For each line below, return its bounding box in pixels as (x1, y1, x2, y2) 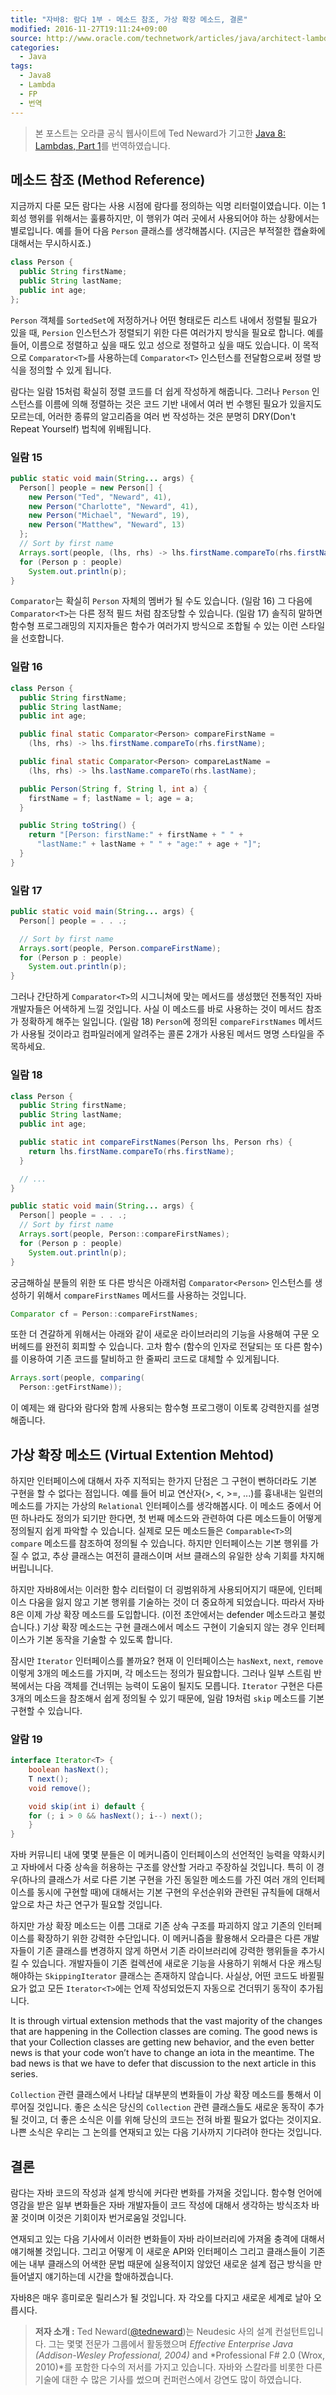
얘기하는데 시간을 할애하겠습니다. (44, 2271, 174, 2283)
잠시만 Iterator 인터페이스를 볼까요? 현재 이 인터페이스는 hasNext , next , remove (10, 1654, 324, 1666)
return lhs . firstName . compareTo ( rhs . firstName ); (28, 1146, 235, 1156)
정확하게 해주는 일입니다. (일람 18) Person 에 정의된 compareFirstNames (20, 1016, 297, 1028)
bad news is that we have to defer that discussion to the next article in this (10, 2057, 317, 2070)
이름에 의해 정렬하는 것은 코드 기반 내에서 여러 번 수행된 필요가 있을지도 (44, 397, 323, 410)
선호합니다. (20, 632, 65, 645)
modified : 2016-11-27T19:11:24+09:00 (10, 24, 168, 34)
